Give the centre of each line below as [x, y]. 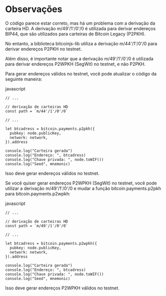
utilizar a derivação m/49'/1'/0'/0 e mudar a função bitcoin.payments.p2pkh [83, 188]
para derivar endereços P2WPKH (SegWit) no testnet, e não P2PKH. [75, 64]
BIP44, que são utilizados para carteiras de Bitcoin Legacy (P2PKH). [75, 34]
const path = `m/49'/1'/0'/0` [37, 226]
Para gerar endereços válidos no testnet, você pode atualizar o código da [81, 73]
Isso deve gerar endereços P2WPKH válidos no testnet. [62, 288]
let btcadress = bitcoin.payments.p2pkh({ [50, 129]
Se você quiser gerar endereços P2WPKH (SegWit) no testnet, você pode [81, 183]
